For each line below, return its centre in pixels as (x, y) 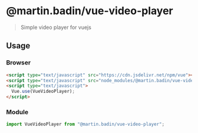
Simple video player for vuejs (56, 27)
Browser (19, 63)
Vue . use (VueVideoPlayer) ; (43, 92)
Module (17, 112)
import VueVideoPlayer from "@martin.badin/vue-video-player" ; (85, 124)
